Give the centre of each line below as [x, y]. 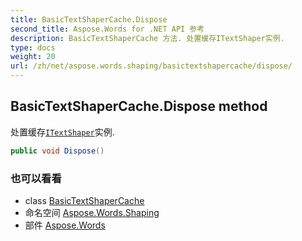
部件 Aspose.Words [65, 225]
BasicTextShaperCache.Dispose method [139, 106]
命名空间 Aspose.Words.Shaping [92, 212]
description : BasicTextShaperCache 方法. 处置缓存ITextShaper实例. [147, 38]
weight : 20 [33, 57]
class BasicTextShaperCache [84, 200]
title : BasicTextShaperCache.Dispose [89, 19]
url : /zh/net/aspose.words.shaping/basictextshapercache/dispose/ [151, 66]
